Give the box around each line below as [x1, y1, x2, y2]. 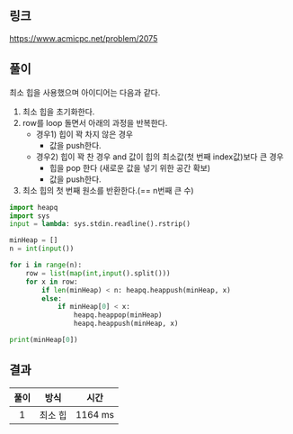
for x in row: [25, 277, 78, 286]
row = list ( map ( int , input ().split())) [25, 268, 171, 277]
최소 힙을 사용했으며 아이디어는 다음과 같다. [9, 86, 161, 97]
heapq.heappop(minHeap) [73, 311, 164, 320]
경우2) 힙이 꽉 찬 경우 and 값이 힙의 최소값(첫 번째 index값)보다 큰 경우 [35, 151, 285, 162]
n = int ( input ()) [9, 244, 75, 254]
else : [41, 294, 63, 303]
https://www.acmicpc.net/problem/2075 [9, 32, 158, 43]
